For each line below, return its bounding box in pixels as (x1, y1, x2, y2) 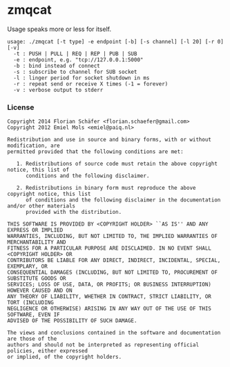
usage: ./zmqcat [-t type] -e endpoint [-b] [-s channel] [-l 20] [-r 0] (7, 38, 224, 45)
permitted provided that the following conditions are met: (7, 148, 184, 155)
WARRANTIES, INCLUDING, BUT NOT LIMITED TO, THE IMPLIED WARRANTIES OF (7, 233, 218, 240)
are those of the (7, 335, 57, 343)
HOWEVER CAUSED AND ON (7, 287, 73, 295)
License (7, 102, 35, 112)
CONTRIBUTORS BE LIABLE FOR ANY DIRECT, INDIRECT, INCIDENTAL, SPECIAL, (7, 257, 221, 264)
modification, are (7, 142, 60, 150)
